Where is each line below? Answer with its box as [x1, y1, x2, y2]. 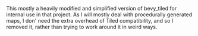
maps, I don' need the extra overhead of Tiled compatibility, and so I [6, 17, 174, 24]
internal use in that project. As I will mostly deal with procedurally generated [6, 11, 193, 18]
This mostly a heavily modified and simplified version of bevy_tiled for [6, 5, 177, 12]
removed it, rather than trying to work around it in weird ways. [6, 23, 158, 30]
